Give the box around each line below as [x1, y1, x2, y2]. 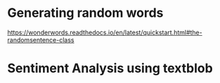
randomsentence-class [7, 35, 75, 44]
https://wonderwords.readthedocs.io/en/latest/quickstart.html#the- [7, 28, 202, 37]
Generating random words [7, 5, 164, 21]
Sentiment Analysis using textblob [7, 60, 213, 77]
